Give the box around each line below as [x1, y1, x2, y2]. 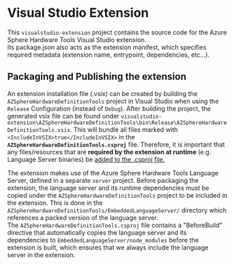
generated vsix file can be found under [7, 111, 120, 120]
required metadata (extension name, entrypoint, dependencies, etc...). [7, 50, 210, 59]
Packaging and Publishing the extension [7, 71, 187, 83]
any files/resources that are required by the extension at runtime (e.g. [7, 147, 212, 156]
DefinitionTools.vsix [7, 126, 71, 134]
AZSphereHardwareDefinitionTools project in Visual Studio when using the [7, 97, 219, 105]
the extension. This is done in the [7, 198, 103, 207]
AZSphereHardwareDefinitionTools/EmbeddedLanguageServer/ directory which [7, 205, 227, 215]
